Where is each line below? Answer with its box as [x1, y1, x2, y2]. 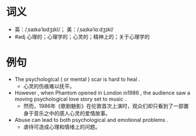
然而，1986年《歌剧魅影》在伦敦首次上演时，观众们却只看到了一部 [23, 102, 184, 109]
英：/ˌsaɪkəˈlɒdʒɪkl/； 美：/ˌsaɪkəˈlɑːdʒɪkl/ [14, 26, 114, 33]
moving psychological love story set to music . [14, 95, 127, 103]
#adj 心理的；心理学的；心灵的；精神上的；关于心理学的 [14, 33, 150, 40]
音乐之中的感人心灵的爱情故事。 [33, 110, 111, 117]
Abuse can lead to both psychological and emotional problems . [14, 116, 169, 123]
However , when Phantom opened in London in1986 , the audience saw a [14, 89, 191, 96]
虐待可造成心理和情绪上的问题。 [23, 123, 101, 130]
